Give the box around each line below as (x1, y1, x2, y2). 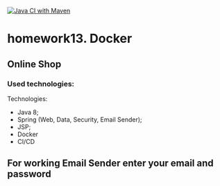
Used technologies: (7, 79, 75, 89)
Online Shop (7, 58, 62, 70)
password (7, 168, 51, 180)
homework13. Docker (7, 31, 133, 46)
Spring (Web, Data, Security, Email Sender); (17, 115, 142, 124)
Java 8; (17, 108, 39, 116)
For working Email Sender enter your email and (7, 158, 214, 169)
